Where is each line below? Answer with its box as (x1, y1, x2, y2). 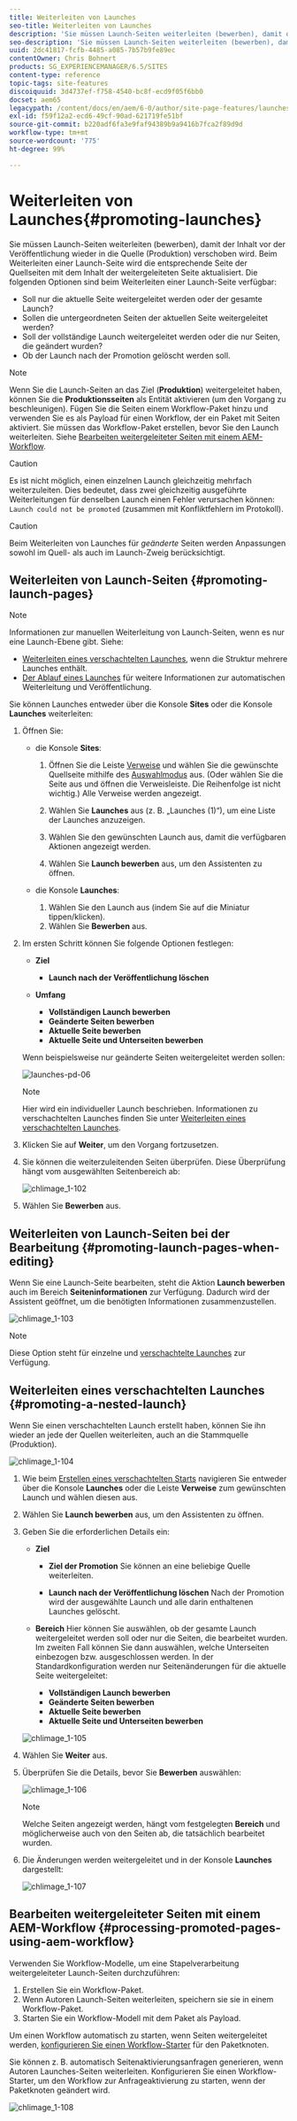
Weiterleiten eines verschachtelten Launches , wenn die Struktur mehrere (21, 654, 288, 664)
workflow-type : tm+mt (9, 128, 89, 137)
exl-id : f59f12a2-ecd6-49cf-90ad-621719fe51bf (9, 112, 184, 120)
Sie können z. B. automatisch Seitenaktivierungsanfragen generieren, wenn (9, 2056, 284, 2067)
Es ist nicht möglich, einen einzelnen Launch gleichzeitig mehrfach (9, 475, 252, 485)
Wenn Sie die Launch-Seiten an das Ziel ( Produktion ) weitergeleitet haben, (9, 384, 283, 395)
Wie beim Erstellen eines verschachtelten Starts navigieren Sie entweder (21, 1474, 287, 1483)
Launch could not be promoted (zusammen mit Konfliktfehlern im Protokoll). (9, 503, 285, 514)
